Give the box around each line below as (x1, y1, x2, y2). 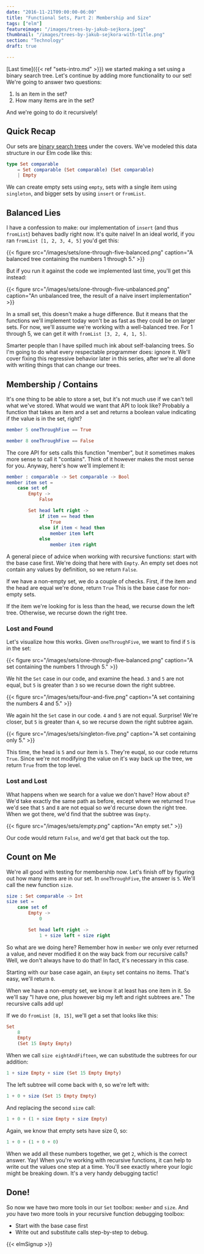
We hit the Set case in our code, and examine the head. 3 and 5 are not (6, 675, 184, 682)
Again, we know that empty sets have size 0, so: (6, 1127, 128, 1134)
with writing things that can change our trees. (6, 361, 121, 369)
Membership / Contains (6, 379, 98, 390)
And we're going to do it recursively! (6, 108, 98, 116)
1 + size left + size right (38, 932, 111, 939)
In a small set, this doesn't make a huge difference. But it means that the (6, 311, 188, 318)
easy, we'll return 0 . (6, 975, 56, 982)
